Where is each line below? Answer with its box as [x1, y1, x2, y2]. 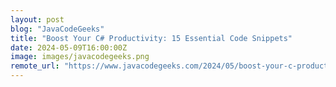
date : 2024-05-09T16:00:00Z [10, 42, 128, 53]
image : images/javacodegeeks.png [10, 52, 150, 62]
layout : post [10, 14, 65, 25]
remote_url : [10, 61, 60, 71]
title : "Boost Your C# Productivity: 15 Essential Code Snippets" [10, 33, 293, 43]
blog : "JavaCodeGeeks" [10, 24, 105, 34]
